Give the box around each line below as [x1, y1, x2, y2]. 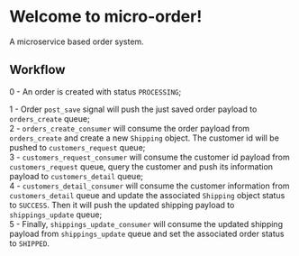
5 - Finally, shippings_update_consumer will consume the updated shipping [9, 218, 284, 229]
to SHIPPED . [9, 237, 50, 249]
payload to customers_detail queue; [9, 170, 144, 181]
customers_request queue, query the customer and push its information [9, 160, 273, 172]
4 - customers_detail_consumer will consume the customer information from [9, 180, 290, 191]
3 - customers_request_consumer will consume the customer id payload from [9, 151, 290, 162]
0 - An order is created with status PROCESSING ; [9, 86, 182, 96]
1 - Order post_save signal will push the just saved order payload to [9, 104, 258, 114]
